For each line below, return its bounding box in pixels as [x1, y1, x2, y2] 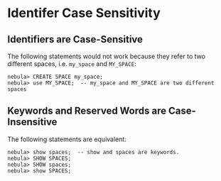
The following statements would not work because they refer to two [7, 52, 206, 60]
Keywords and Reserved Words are [7, 105, 167, 117]
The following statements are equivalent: [7, 135, 126, 143]
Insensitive [7, 116, 58, 128]
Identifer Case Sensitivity [7, 5, 161, 21]
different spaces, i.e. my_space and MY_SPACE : [7, 60, 136, 68]
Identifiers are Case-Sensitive [7, 33, 144, 45]
